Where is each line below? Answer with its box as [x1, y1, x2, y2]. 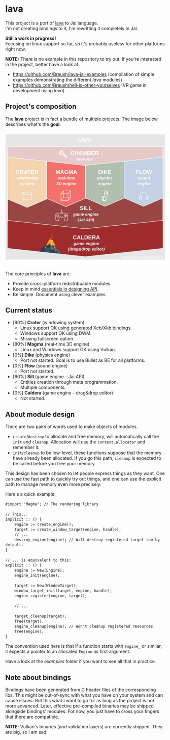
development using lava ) [12, 87, 65, 93]
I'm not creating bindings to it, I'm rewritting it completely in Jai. [5, 25, 139, 31]
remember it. [12, 444, 40, 451]
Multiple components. [20, 384, 66, 390]
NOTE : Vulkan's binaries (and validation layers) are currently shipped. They [5, 724, 163, 729]
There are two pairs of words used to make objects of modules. [5, 424, 138, 430]
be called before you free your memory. [12, 461, 96, 467]
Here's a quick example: [5, 491, 56, 497]
